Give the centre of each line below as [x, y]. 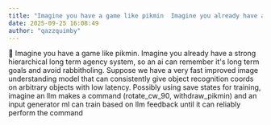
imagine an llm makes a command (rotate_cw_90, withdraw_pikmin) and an [133, 96]
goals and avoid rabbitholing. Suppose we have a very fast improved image [133, 71]
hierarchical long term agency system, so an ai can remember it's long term [134, 62]
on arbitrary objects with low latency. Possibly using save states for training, [135, 87]
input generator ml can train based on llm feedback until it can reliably [125, 104]
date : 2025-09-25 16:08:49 [54, 23]
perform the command [46, 113]
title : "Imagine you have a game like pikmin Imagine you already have [133, 16]
